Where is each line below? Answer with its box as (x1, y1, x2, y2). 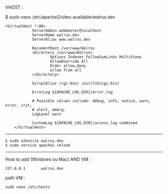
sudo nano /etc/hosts (5, 184, 50, 189)
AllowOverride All (49, 59, 88, 64)
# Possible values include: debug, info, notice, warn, (31, 99, 151, 104)
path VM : (5, 175, 25, 180)
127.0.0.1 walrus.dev (5, 166, 64, 171)
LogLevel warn (31, 112, 61, 117)
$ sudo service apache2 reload (5, 143, 70, 148)
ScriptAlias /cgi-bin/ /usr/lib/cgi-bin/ (31, 81, 120, 86)
